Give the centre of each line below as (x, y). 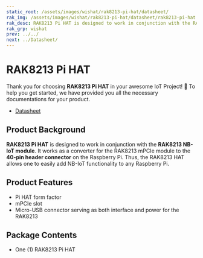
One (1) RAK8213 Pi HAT (45, 250)
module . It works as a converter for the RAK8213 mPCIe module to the (103, 151)
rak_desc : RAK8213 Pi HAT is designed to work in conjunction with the (98, 23)
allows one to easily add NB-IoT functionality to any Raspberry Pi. (88, 163)
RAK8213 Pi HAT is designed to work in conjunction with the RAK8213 (94, 144)
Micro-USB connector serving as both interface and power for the (97, 210)
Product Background (46, 130)
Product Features (40, 182)
